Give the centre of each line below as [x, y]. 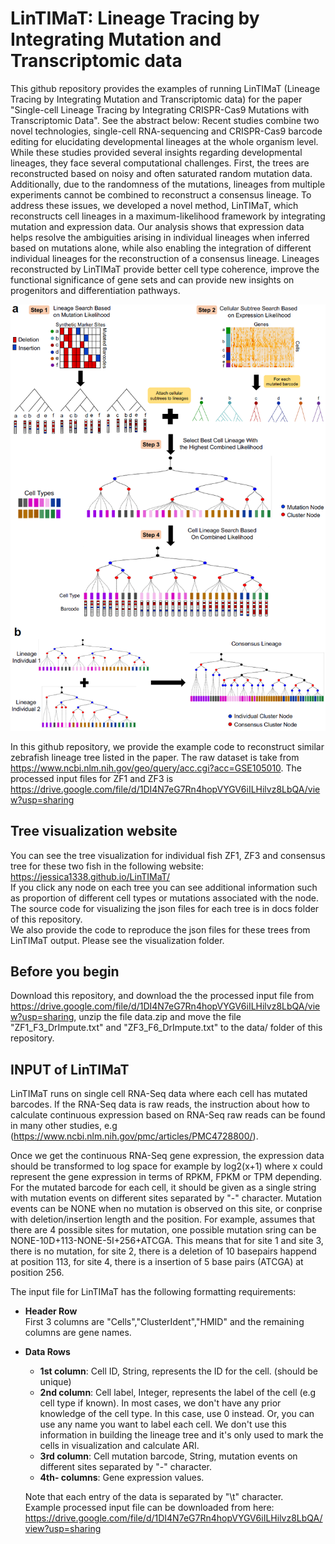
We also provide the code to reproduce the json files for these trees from [160, 929]
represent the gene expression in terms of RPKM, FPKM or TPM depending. [166, 1177]
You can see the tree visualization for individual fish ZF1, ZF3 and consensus [168, 855]
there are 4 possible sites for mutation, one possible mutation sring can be [163, 1230]
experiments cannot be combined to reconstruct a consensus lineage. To [161, 194]
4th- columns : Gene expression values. [122, 1478]
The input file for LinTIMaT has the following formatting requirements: [153, 1292]
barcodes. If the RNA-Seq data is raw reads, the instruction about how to [160, 1104]
